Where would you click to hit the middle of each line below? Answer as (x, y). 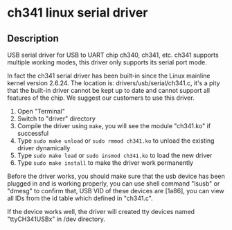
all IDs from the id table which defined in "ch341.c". (80, 198)
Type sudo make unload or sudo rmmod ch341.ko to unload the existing (116, 141)
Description (33, 38)
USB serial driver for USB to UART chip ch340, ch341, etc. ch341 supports (113, 55)
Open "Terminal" (41, 111)
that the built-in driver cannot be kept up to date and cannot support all (108, 90)
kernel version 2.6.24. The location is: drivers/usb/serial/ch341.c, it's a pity (114, 83)
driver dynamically (44, 148)
